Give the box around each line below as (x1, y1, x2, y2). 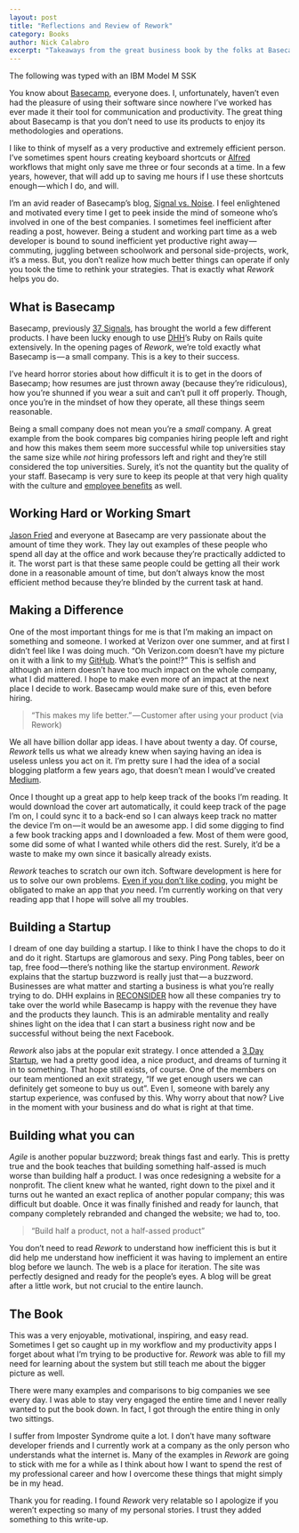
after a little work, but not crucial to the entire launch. (9, 1280, 204, 1291)
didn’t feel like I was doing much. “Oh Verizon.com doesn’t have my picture (9, 645, 285, 656)
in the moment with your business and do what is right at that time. (9, 1102, 254, 1113)
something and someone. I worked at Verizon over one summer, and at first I (9, 635, 290, 646)
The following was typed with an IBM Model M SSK (9, 70, 198, 81)
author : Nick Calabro (9, 37, 90, 47)
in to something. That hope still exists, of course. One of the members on (9, 1064, 278, 1075)
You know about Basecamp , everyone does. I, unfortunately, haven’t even (9, 88, 279, 99)
